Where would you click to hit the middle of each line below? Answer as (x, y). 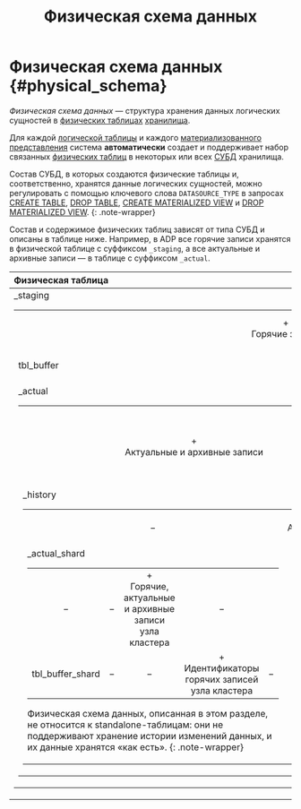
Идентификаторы (222, 667)
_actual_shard (56, 553)
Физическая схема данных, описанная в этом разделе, (148, 713)
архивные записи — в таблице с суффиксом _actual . (110, 258)
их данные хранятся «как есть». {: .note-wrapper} (136, 747)
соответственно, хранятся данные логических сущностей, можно (136, 183)
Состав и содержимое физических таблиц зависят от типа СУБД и (138, 229)
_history (39, 495)
